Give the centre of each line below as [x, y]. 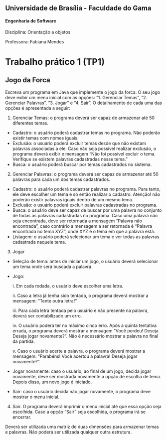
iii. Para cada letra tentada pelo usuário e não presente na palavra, [80, 310]
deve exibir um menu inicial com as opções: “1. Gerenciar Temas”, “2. [76, 97]
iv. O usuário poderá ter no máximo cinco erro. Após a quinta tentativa [84, 325]
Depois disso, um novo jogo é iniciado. [52, 382]
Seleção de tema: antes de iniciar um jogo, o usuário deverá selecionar [85, 261]
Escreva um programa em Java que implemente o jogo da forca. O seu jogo [83, 92]
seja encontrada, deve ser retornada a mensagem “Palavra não [77, 221]
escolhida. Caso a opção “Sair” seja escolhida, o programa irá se [79, 412]
